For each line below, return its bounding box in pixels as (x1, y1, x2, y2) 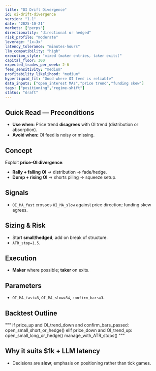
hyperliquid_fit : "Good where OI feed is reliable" (5, 76, 113, 81)
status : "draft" (5, 90, 38, 95)
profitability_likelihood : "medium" (5, 72, 80, 77)
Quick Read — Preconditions (5, 108, 94, 117)
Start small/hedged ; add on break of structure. (12, 234, 108, 240)
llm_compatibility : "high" (5, 48, 61, 53)
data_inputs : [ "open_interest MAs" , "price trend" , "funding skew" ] (5, 81, 144, 86)
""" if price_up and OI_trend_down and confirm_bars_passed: (5, 322, 129, 328)
